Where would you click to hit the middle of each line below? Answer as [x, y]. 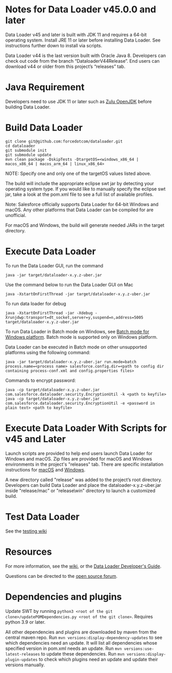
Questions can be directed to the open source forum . [61, 576]
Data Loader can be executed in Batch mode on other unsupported [76, 347]
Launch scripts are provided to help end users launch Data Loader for [79, 453]
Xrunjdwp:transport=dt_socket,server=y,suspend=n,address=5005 [74, 317]
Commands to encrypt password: [41, 380]
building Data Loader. [28, 107]
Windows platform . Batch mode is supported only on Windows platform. [81, 337]
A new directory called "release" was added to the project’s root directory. [84, 480]
